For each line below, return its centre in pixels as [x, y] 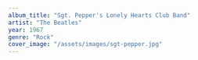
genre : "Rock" [31, 37]
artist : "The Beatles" [45, 23]
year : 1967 [26, 30]
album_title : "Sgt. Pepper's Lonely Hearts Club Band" [99, 15]
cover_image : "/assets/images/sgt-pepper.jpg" [85, 44]
